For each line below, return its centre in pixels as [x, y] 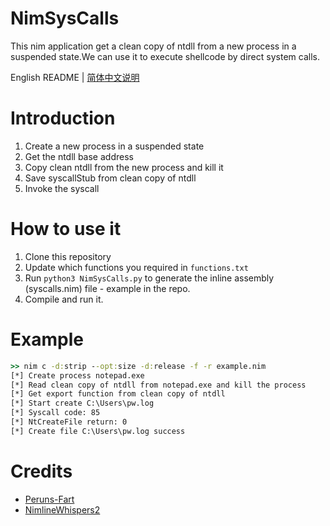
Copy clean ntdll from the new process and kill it [124, 167]
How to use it [66, 229]
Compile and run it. [64, 299]
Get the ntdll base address [79, 156]
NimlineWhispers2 [62, 509]
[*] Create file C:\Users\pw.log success [98, 431]
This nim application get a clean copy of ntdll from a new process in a [153, 46]
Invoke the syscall [62, 188]
